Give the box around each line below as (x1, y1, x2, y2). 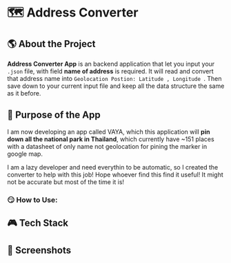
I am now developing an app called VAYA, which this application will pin (7, 127, 210, 136)
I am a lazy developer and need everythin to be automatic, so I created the (7, 163, 219, 171)
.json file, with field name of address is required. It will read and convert (7, 67, 214, 75)
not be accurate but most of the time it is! (7, 177, 125, 186)
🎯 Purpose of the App (7, 109, 101, 121)
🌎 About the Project (7, 38, 96, 50)
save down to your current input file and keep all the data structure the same (7, 82, 225, 90)
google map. (7, 149, 43, 158)
